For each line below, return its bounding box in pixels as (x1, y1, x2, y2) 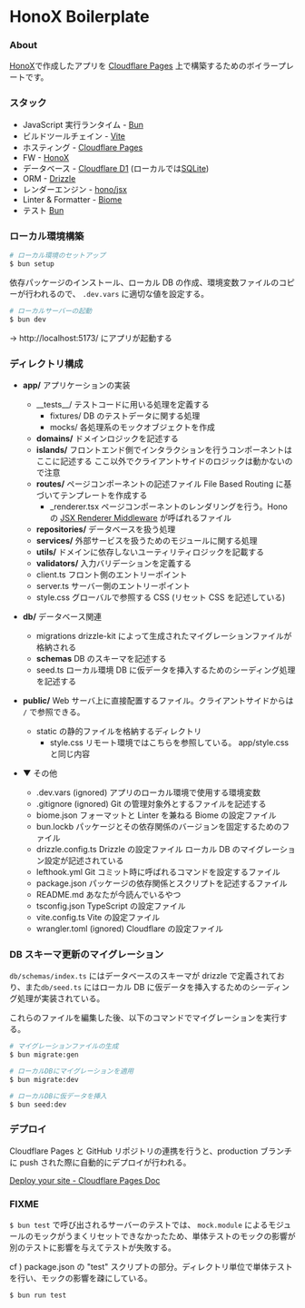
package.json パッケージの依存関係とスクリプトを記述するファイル (35, 878, 288, 889)
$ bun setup (9, 259, 54, 269)
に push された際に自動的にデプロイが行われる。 (9, 1156, 192, 1167)
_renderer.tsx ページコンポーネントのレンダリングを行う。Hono (49, 501, 288, 512)
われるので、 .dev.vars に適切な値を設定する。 (33, 288, 210, 299)
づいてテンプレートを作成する (35, 489, 148, 500)
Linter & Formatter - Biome (22, 193, 123, 205)
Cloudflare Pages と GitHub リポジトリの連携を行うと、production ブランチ (9, 1146, 292, 1156)
